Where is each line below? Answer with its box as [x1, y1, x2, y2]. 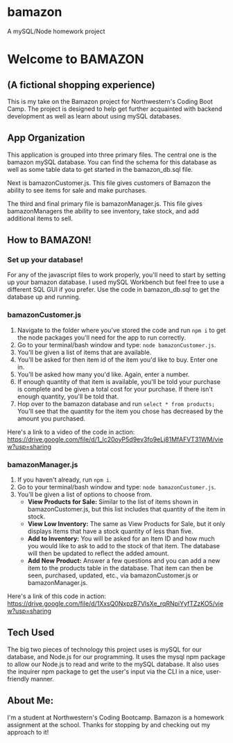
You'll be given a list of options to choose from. [17, 490, 153, 499]
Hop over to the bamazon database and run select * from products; [17, 399, 215, 408]
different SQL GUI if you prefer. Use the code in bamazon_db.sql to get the [7, 286, 220, 294]
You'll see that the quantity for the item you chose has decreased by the [17, 407, 223, 415]
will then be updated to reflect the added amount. [27, 549, 170, 558]
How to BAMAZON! [7, 234, 92, 246]
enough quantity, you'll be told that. [17, 392, 119, 401]
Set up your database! [7, 255, 83, 265]
